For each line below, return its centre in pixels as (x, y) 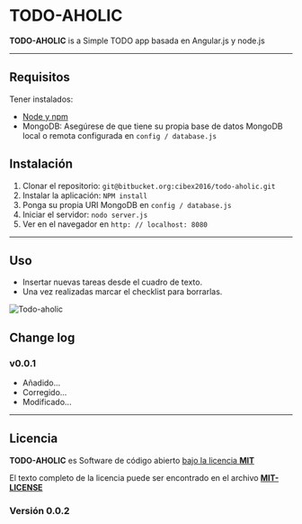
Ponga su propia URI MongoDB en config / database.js (127, 204)
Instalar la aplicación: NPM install (85, 195)
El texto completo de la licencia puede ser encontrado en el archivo (134, 477)
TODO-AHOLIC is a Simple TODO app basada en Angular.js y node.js (137, 41)
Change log (42, 337)
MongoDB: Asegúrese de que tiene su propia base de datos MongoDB (152, 126)
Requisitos (40, 77)
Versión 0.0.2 (40, 510)
